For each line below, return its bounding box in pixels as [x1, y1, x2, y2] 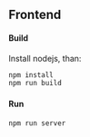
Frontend [8, 7, 62, 23]
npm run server [8, 118, 66, 128]
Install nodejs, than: [8, 53, 82, 64]
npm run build [8, 79, 63, 88]
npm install [8, 70, 54, 80]
